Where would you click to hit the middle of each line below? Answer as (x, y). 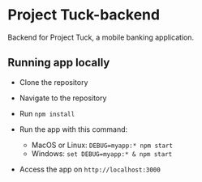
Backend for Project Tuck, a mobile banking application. (101, 37)
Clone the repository (54, 82)
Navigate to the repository (63, 98)
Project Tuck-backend (84, 15)
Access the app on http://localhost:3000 (90, 169)
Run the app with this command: (73, 129)
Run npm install (47, 113)
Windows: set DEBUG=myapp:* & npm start (102, 153)
